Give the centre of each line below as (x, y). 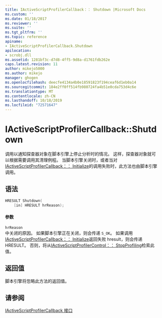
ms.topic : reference (26, 37)
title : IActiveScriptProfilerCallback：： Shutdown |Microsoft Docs (75, 10)
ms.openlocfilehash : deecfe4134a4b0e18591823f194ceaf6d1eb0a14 (71, 82)
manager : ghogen (21, 78)
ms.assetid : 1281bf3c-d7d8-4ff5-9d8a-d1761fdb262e (58, 60)
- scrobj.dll (18, 55)
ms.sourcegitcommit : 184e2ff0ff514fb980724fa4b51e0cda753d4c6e (71, 87)
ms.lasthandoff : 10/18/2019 (34, 101)
